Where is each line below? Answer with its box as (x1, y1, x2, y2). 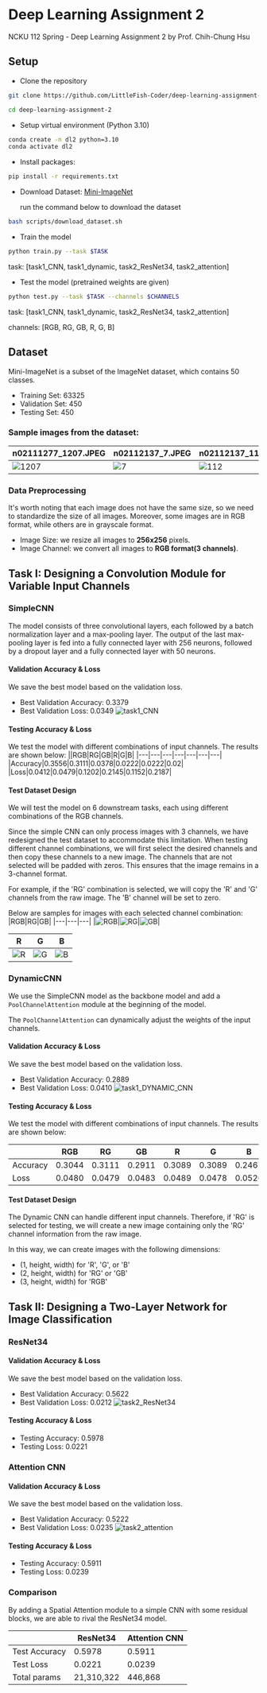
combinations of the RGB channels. (8, 812, 124, 821)
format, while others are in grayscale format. (8, 520, 154, 529)
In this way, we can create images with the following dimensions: (8, 1245, 221, 1254)
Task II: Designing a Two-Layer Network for (8, 1300, 228, 1313)
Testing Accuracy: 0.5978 (19, 1433, 105, 1443)
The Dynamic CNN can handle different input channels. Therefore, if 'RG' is (8, 1212, 255, 1222)
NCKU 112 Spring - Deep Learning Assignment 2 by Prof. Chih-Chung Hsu (8, 32, 250, 41)
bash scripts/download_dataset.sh (8, 218, 123, 226)
